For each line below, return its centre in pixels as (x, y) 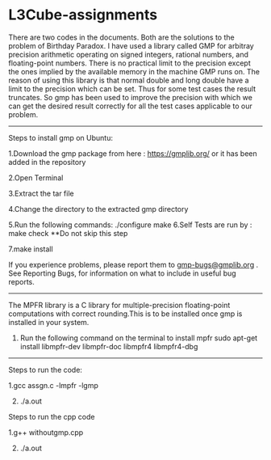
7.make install (31, 249)
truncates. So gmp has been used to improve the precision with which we (130, 97)
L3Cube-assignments (83, 15)
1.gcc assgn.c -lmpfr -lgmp (54, 385)
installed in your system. (49, 322)
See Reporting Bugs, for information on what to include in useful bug (122, 273)
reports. (21, 281)
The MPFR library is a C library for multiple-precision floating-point (119, 305)
